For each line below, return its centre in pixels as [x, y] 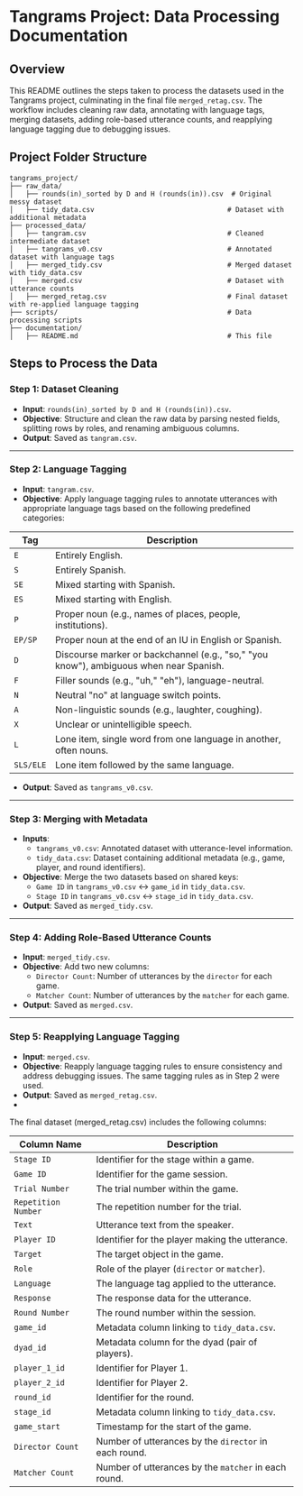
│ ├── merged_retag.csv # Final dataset [149, 296]
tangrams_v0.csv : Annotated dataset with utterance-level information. [164, 849]
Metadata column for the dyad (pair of [177, 1342]
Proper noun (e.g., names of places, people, [148, 613]
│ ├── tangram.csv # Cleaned [137, 233]
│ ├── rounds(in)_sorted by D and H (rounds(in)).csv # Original [141, 194]
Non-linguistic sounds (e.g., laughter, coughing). [159, 710]
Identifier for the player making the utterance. [192, 1239]
